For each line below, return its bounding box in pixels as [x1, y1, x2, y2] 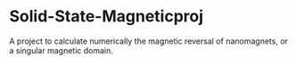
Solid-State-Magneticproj [9, 6, 203, 27]
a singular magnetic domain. [9, 45, 114, 55]
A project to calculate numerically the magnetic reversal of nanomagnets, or [9, 36, 288, 46]
